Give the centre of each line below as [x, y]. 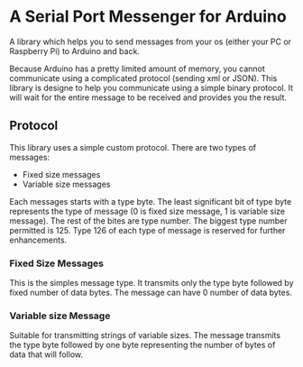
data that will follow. [46, 354]
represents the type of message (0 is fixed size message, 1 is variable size [147, 211]
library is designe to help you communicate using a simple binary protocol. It [151, 87]
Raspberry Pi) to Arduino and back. [74, 50]
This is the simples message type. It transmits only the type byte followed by [151, 283]
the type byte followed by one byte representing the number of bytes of [142, 345]
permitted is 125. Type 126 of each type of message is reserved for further [147, 230]
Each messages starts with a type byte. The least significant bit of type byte [151, 201]
